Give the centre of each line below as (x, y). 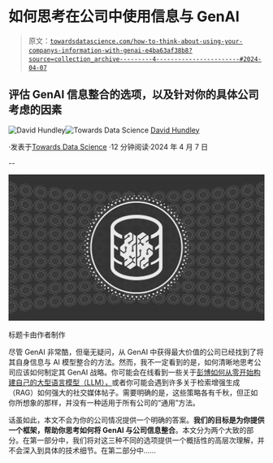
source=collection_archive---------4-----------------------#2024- (145, 59)
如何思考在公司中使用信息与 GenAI (124, 17)
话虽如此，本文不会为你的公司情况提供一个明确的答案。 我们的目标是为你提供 (136, 420)
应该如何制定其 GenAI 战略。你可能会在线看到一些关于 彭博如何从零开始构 (138, 372)
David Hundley (175, 130)
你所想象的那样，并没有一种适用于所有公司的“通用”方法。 (104, 402)
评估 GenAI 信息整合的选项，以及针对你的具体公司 (134, 95)
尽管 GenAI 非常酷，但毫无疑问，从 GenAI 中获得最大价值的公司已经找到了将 (136, 352)
